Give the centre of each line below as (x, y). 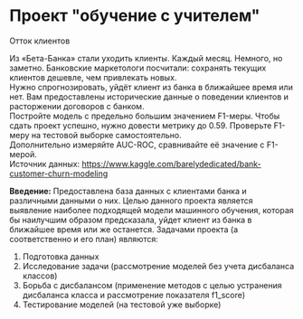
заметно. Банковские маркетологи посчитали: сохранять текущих (138, 68)
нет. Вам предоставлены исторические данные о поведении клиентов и (149, 97)
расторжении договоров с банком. (77, 106)
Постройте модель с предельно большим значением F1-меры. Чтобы (145, 116)
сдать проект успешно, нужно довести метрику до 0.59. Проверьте (141, 125)
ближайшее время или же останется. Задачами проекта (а (124, 229)
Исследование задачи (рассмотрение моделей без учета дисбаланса (158, 266)
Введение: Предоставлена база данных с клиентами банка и (128, 191)
